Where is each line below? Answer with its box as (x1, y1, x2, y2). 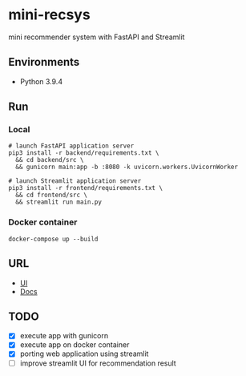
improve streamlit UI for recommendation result (19, 358, 176, 368)
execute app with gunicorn (19, 331, 109, 341)
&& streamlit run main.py (15, 198, 103, 206)
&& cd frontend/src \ (15, 191, 88, 200)
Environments (8, 55, 80, 69)
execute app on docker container (19, 340, 130, 350)
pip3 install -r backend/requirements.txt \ (8, 149, 159, 157)
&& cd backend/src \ (15, 156, 84, 164)
